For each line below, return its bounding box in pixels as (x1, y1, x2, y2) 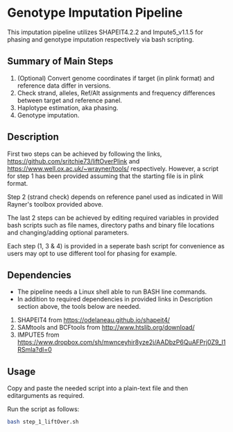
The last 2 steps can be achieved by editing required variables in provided (7, 214, 219, 222)
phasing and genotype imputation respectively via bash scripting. (7, 35, 194, 43)
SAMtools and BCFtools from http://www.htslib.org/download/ (17, 323, 196, 332)
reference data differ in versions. (17, 81, 111, 90)
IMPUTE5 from (17, 330, 60, 339)
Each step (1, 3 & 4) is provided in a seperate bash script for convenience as (7, 241, 225, 250)
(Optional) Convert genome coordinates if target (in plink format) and (17, 74, 215, 82)
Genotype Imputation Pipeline (7, 5, 183, 21)
